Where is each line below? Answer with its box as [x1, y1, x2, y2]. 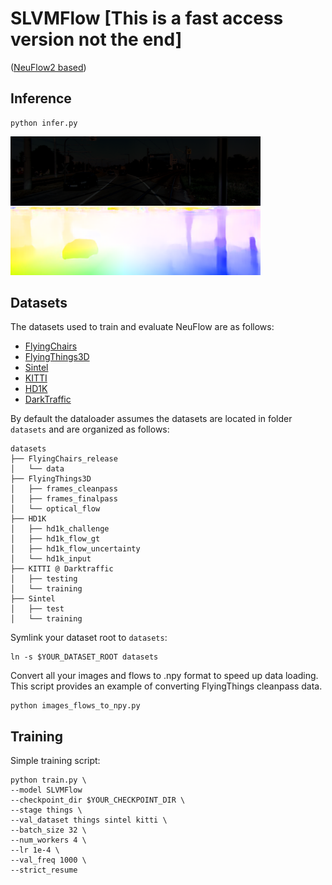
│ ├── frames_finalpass [10, 494, 118, 504]
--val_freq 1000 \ [10, 855, 87, 866]
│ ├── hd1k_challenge [10, 524, 110, 534]
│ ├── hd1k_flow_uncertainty [10, 544, 141, 554]
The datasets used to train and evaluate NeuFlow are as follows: [10, 321, 275, 333]
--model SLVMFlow [10, 785, 83, 796]
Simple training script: [10, 755, 101, 767]
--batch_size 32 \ [10, 825, 87, 836]
